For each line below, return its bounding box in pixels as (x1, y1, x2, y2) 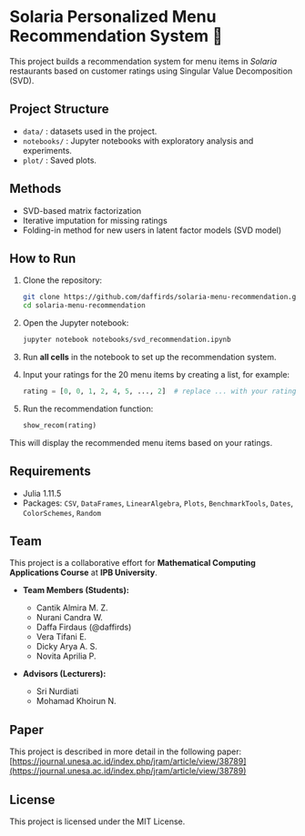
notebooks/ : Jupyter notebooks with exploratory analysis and (22, 135, 254, 146)
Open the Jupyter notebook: (22, 317, 129, 328)
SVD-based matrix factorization (22, 205, 142, 216)
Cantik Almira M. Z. (36, 602, 108, 613)
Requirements (9, 464, 91, 479)
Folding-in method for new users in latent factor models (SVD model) (22, 225, 282, 236)
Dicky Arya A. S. (36, 641, 97, 652)
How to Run (9, 250, 76, 266)
